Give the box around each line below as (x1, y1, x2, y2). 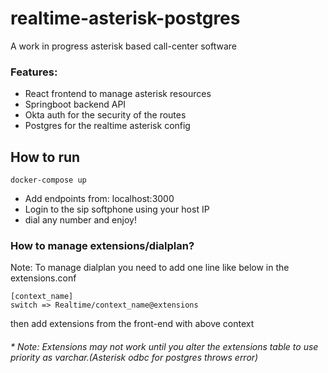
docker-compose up (10, 175, 87, 186)
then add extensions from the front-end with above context (10, 318, 255, 330)
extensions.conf (10, 272, 77, 284)
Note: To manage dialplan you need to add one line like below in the (10, 262, 290, 274)
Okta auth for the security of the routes (24, 109, 187, 121)
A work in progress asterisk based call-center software (10, 40, 237, 52)
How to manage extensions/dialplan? (10, 238, 195, 252)
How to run (10, 148, 81, 166)
